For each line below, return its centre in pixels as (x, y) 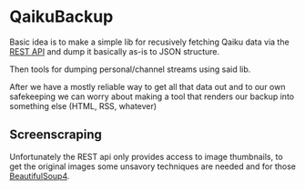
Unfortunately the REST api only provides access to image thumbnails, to (147, 156)
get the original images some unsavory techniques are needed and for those (153, 166)
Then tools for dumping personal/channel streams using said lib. (130, 69)
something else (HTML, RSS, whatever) (83, 105)
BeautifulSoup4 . (40, 175)
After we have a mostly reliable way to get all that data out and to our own (147, 86)
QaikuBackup (61, 17)
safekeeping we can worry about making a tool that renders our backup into (152, 96)
